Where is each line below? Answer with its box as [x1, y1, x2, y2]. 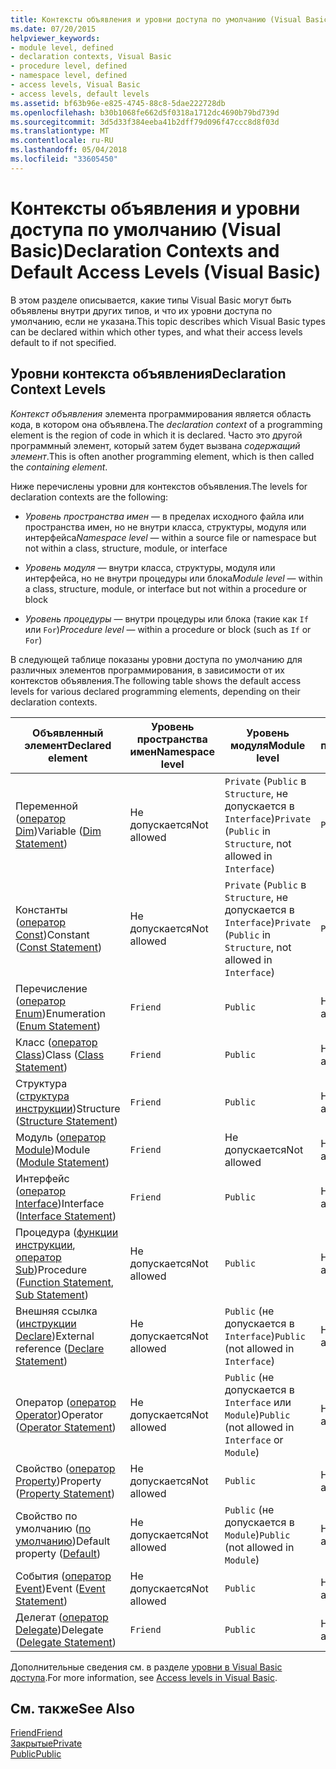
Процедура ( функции [15, 1225, 119, 1239]
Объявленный [32, 726, 104, 740]
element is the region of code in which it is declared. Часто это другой [10, 429, 303, 441]
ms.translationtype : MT [10, 126, 110, 136]
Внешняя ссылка [15, 1304, 98, 1318]
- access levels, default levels [10, 89, 150, 99]
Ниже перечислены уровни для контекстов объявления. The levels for [10, 480, 308, 492]
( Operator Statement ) [15, 1420, 117, 1434]
